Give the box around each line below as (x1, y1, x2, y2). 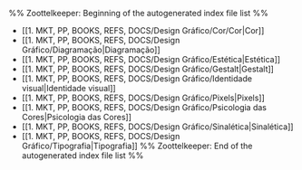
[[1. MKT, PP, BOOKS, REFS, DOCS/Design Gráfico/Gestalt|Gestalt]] (21, 63, 274, 74)
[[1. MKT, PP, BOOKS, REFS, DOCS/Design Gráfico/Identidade (21, 73, 253, 84)
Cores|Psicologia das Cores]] (21, 112, 132, 122)
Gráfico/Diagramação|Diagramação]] (21, 44, 161, 55)
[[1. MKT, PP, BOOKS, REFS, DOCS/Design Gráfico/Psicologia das (21, 102, 267, 112)
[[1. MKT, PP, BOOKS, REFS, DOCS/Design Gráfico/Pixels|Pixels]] (21, 92, 265, 103)
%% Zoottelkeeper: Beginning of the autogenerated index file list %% (8, 8, 269, 18)
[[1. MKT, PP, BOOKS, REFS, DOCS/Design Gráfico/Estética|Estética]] (21, 54, 281, 64)
